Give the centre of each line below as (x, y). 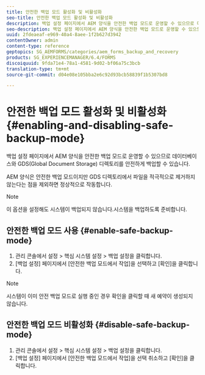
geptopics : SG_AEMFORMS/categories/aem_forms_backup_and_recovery (92, 52)
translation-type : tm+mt (38, 69)
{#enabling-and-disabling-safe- (90, 125)
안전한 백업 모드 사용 (42, 230)
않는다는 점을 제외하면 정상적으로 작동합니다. (59, 185)
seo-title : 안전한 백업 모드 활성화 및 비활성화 (59, 18)
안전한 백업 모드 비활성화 (50, 325)
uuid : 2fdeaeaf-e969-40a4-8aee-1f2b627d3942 (64, 35)
